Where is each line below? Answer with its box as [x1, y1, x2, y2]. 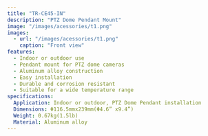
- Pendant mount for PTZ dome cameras [13, 61, 125, 68]
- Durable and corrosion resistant [13, 80, 116, 87]
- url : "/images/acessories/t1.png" [13, 36, 118, 43]
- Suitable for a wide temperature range [13, 87, 134, 93]
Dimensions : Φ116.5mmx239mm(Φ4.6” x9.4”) [13, 106, 134, 113]
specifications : [7, 93, 54, 100]
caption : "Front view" [19, 42, 85, 49]
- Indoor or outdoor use [13, 55, 85, 62]
